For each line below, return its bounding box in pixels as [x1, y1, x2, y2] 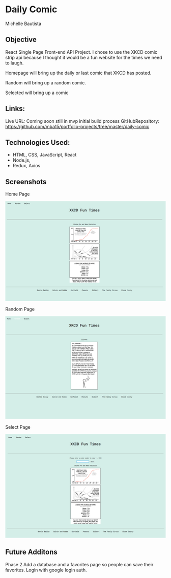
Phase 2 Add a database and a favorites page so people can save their [5, 561, 154, 567]
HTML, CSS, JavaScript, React [12, 152, 77, 158]
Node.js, [12, 157, 31, 163]
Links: [5, 104, 25, 113]
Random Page [5, 306, 35, 312]
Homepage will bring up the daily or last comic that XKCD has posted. [5, 70, 152, 76]
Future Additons [5, 548, 58, 557]
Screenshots [5, 177, 47, 186]
